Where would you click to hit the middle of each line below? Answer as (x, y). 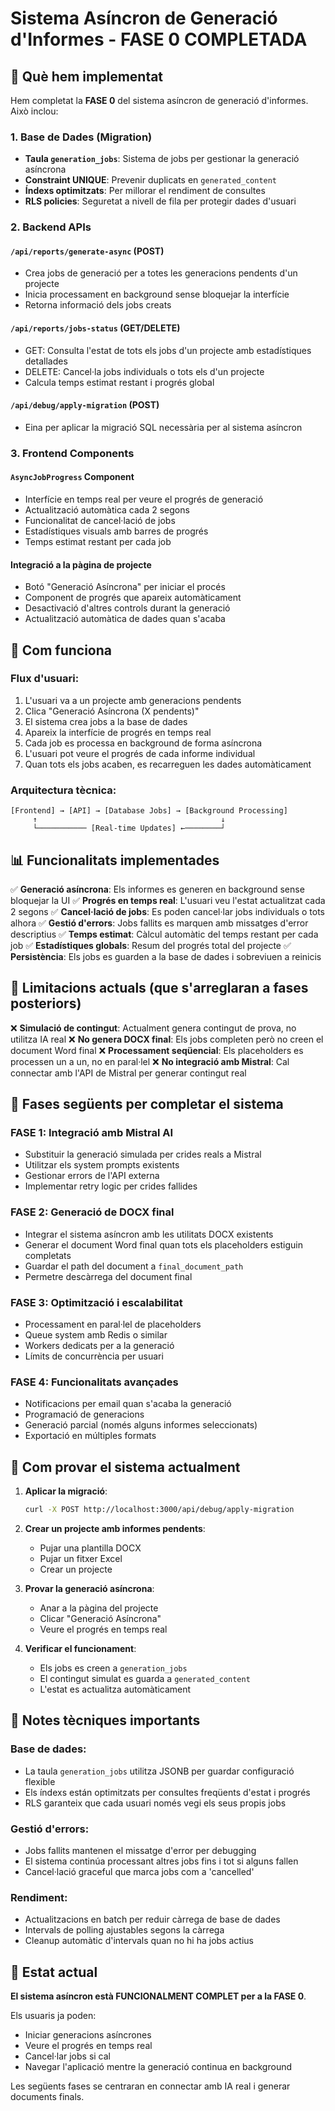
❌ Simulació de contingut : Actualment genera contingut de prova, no (153, 1028)
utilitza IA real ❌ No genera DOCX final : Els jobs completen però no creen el (167, 1039)
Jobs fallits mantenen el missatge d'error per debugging (140, 1851)
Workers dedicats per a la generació (99, 1346)
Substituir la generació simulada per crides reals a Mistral (143, 1154)
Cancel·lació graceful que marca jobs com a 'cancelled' (139, 1872)
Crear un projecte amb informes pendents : (115, 1529)
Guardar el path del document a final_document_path (134, 1266)
